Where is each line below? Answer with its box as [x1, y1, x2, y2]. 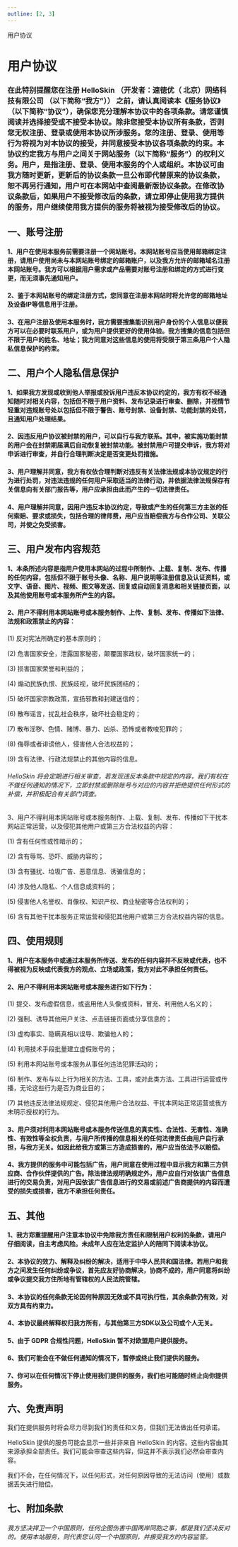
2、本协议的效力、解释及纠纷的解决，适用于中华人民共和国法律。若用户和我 [7, 1257, 228, 1266]
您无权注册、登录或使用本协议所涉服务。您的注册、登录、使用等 [7, 127, 225, 137]
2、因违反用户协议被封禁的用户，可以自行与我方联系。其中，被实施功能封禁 [7, 432, 228, 441]
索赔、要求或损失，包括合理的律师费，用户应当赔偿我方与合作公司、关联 [13, 511, 224, 520]
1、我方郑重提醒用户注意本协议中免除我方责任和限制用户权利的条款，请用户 [7, 1230, 227, 1240]
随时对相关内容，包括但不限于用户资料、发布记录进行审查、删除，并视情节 [13, 397, 230, 405]
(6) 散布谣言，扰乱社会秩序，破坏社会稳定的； [7, 709, 141, 718]
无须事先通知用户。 [25, 273, 82, 282]
